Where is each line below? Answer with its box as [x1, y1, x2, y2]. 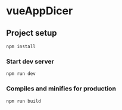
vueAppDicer [6, 4, 73, 18]
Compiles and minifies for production [6, 84, 116, 93]
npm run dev [6, 71, 36, 77]
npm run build [6, 98, 42, 104]
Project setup [6, 28, 58, 38]
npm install [6, 43, 36, 49]
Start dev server [6, 57, 55, 65]
